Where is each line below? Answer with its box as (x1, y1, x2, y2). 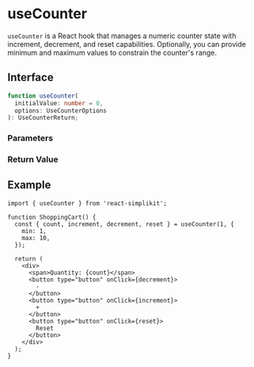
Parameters (7, 132, 53, 143)
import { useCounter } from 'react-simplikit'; (7, 199, 168, 207)
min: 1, (21, 227, 47, 235)
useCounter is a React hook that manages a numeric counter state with (7, 31, 237, 40)
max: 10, (21, 234, 51, 242)
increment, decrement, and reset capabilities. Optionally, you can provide (7, 39, 246, 48)
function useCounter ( (7, 92, 79, 100)
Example (7, 178, 51, 192)
